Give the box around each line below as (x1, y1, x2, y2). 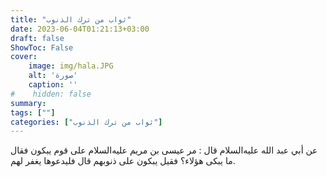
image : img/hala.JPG (28, 61, 114, 71)
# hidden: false (10, 89, 92, 99)
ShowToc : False (10, 42, 74, 53)
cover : (10, 52, 38, 62)
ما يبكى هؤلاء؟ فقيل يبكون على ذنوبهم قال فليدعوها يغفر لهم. (10, 155, 236, 167)
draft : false (10, 33, 65, 43)
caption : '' (28, 80, 78, 90)
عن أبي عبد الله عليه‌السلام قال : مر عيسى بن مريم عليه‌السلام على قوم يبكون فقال (10, 144, 318, 156)
